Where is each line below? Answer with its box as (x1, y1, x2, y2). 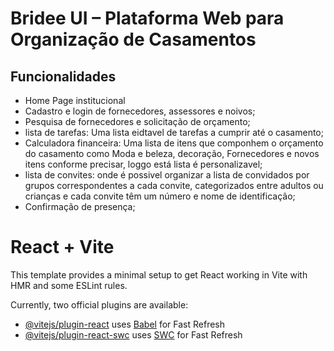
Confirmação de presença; (24, 201, 136, 212)
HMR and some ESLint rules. (10, 279, 128, 291)
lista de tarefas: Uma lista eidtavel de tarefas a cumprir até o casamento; (24, 127, 324, 138)
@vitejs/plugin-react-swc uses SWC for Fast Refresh (24, 328, 243, 341)
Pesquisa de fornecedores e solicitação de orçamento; (24, 116, 251, 127)
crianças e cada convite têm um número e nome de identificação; (24, 190, 296, 202)
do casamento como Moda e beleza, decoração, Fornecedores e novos (24, 148, 320, 159)
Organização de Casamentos (10, 28, 257, 51)
